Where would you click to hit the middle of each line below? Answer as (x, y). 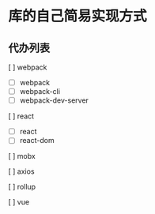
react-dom (37, 141)
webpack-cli (40, 92)
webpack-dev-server (54, 100)
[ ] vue (19, 202)
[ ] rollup (22, 187)
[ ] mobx (22, 156)
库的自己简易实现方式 (78, 16)
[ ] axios (21, 171)
